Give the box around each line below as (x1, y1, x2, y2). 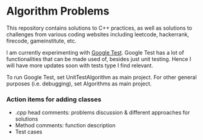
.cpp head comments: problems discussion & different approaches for (15, 109, 190, 116)
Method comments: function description (15, 122, 116, 129)
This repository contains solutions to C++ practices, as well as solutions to (6, 24, 193, 32)
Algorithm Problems (6, 4, 110, 18)
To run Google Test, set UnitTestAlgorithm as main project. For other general (6, 73, 197, 81)
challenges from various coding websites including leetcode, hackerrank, (6, 30, 190, 38)
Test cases (15, 128, 42, 136)
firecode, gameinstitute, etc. (6, 37, 77, 44)
